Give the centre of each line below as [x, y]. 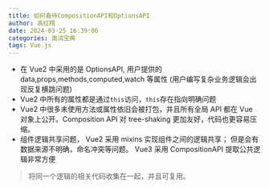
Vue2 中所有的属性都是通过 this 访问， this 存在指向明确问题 [118, 99]
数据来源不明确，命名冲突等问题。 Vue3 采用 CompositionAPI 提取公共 [137, 150]
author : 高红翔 [32, 23]
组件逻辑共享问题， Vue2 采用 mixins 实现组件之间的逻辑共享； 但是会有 [139, 139]
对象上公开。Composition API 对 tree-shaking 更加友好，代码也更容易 [135, 119]
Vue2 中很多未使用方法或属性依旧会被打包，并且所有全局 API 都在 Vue [136, 110]
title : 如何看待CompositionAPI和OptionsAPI [79, 16]
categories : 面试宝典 [42, 38]
